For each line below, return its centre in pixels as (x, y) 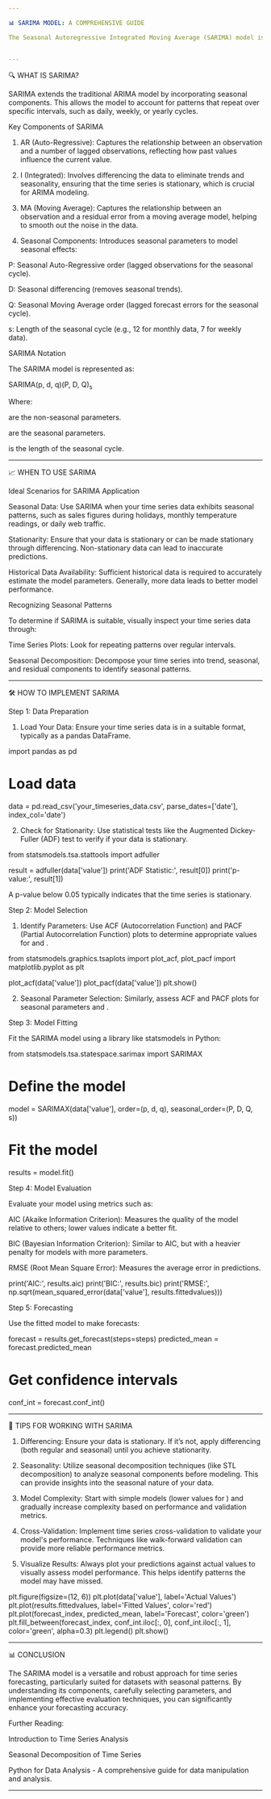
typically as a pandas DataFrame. (75, 736)
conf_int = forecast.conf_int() (57, 1403)
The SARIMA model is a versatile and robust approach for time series (123, 1673)
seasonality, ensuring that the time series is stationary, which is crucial (138, 183)
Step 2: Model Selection (48, 910)
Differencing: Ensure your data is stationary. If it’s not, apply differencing (140, 1441)
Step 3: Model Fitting (43, 1023)
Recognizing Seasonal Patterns (60, 605)
